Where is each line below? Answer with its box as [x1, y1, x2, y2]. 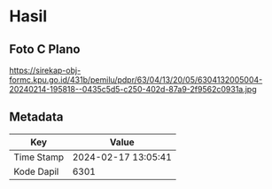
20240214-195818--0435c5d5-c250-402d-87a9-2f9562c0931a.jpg [9, 84, 257, 94]
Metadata [9, 109, 64, 125]
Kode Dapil [13, 165, 59, 177]
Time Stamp [13, 151, 65, 163]
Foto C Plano [9, 42, 81, 57]
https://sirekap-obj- [9, 65, 82, 75]
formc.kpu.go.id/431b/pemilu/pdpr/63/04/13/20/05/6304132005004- [9, 75, 263, 85]
